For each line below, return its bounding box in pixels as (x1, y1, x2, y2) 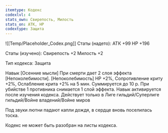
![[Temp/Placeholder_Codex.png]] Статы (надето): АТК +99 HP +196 (5, 40, 150, 46)
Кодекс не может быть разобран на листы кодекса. (5, 122, 118, 128)
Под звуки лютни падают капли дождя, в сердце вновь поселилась (5, 107, 152, 113)
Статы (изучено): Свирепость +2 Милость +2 (5, 50, 104, 57)
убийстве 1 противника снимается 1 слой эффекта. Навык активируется (5, 86, 161, 92)
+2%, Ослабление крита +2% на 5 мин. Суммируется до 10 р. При (5, 81, 150, 87)
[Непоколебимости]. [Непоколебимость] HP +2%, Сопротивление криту (5, 75, 163, 82)
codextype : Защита (5, 26, 44, 32)
